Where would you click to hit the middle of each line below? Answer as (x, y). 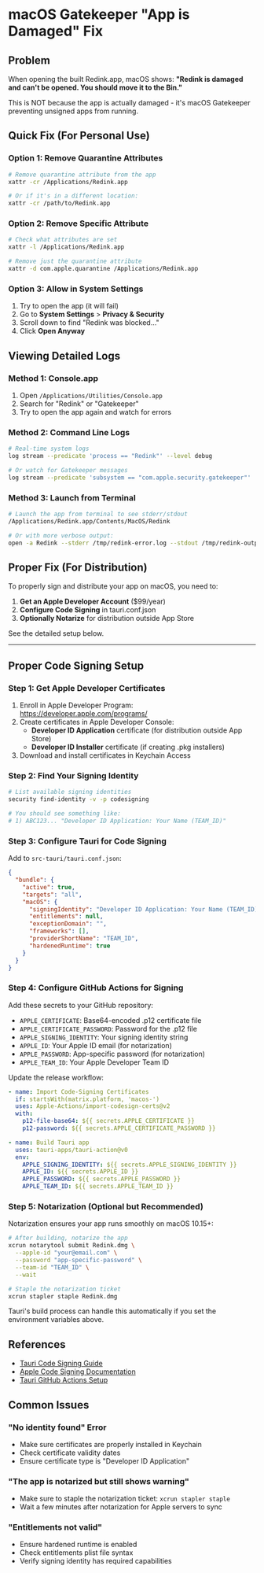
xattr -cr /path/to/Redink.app (59, 203)
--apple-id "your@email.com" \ (66, 1253)
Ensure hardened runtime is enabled (78, 1545)
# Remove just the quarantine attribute (75, 261)
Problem (29, 60)
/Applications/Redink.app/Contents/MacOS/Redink (89, 521)
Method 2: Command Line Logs (69, 432)
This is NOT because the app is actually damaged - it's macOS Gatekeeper (129, 103)
